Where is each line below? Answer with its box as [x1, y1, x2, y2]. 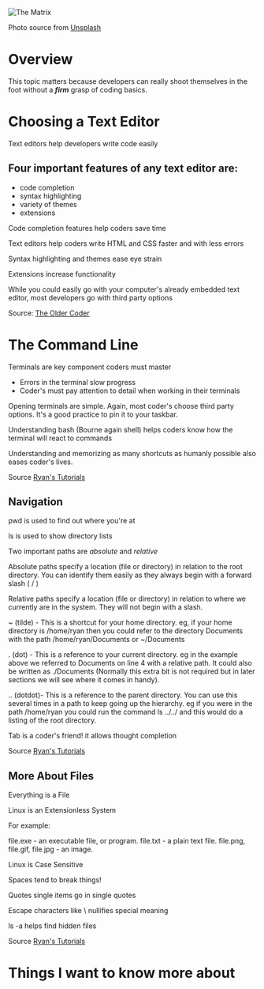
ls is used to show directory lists [8, 531, 113, 541]
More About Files [8, 769, 95, 783]
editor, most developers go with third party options [8, 293, 173, 302]
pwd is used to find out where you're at [8, 516, 136, 526]
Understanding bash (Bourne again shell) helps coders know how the [8, 425, 233, 434]
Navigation [8, 495, 63, 509]
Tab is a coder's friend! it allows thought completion [8, 731, 177, 741]
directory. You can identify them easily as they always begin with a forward [8, 570, 252, 580]
